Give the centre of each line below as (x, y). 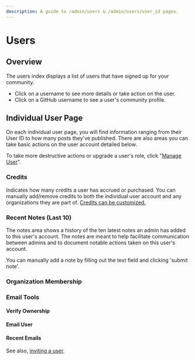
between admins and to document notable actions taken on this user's (90, 243)
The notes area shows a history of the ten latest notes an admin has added (96, 230)
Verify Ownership (28, 311)
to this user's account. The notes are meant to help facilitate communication (98, 237)
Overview (24, 62)
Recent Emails (24, 338)
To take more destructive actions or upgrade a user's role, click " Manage (94, 156)
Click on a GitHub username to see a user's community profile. (90, 99)
